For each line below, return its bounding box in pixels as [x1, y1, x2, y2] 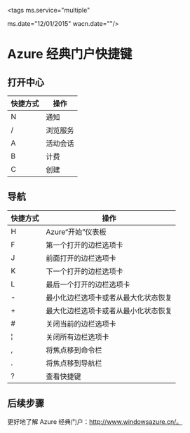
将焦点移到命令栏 [46, 345, 103, 355]
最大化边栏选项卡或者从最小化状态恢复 [46, 305, 173, 315]
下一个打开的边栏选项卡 [46, 266, 124, 276]
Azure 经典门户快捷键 [7, 46, 133, 62]
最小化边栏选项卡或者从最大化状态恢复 [46, 292, 173, 302]
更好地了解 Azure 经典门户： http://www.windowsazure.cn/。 [7, 417, 183, 426]
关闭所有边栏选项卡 [46, 332, 110, 342]
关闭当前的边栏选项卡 [46, 319, 117, 329]
